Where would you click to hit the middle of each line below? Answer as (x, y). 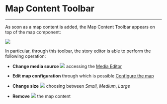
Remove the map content (42, 96)
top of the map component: (33, 32)
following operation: (26, 56)
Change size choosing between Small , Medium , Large (71, 86)
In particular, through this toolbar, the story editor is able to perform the (78, 51)
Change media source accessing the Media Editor (67, 66)
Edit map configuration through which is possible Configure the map (83, 76)
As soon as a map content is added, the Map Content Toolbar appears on (80, 27)
